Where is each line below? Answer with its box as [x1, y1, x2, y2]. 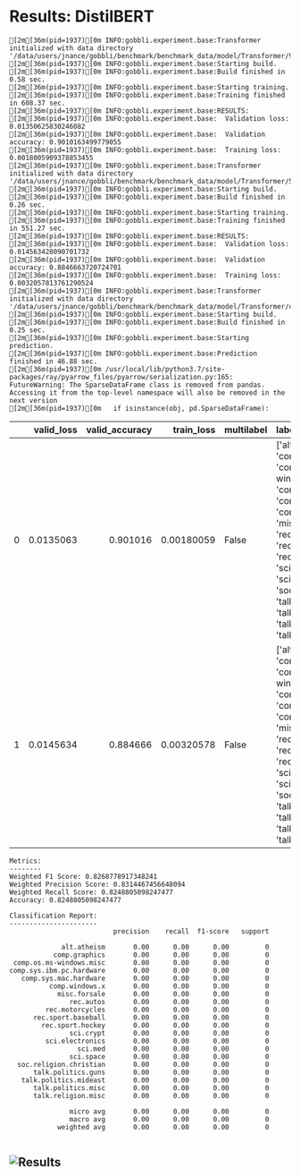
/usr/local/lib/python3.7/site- [104, 364, 226, 373]
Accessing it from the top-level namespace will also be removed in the [9, 388, 286, 397]
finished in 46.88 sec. [9, 356, 98, 366]
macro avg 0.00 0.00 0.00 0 [69, 1114, 270, 1124]
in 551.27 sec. [9, 224, 66, 233]
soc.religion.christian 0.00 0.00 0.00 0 [17, 1060, 270, 1069]
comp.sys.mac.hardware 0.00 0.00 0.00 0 [21, 974, 270, 983]
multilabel [224, 423, 268, 436]
